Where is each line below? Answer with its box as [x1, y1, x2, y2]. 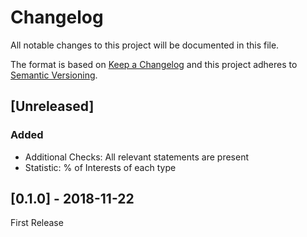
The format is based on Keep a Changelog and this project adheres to [10, 58, 298, 70]
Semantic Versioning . [10, 69, 98, 81]
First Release [10, 217, 64, 229]
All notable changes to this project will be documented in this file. [10, 39, 280, 51]
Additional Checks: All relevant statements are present [24, 151, 249, 163]
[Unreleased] [10, 98, 95, 115]
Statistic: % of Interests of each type [24, 161, 177, 173]
